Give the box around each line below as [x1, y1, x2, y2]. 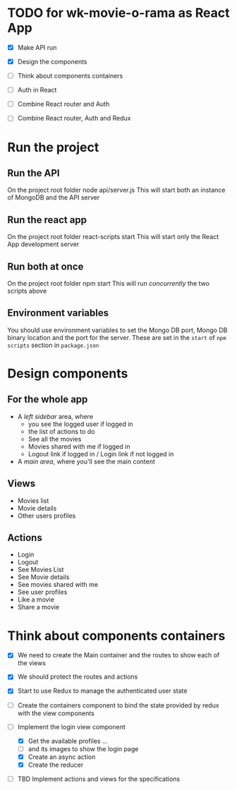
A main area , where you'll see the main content [17, 457, 155, 466]
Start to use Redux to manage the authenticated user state [17, 686, 188, 695]
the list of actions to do [28, 427, 95, 435]
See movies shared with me [17, 581, 99, 589]
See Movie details [17, 573, 70, 581]
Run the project [7, 139, 99, 155]
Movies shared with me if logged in [28, 442, 130, 451]
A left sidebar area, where [17, 412, 94, 420]
